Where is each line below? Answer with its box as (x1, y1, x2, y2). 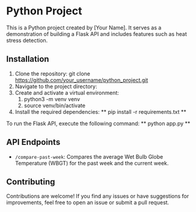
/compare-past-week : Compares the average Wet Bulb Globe (14, 153, 164, 160)
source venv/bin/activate (23, 102, 86, 109)
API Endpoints (6, 137, 61, 147)
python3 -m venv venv (23, 95, 81, 102)
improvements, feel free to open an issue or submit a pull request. (6, 199, 170, 206)
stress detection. (6, 37, 48, 44)
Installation (6, 54, 49, 64)
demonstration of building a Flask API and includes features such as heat (6, 30, 188, 37)
